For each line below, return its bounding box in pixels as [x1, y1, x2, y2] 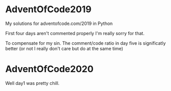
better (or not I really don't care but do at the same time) [5, 45, 124, 51]
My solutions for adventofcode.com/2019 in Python [5, 20, 113, 26]
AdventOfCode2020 [5, 64, 94, 75]
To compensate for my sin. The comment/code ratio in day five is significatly [5, 40, 166, 46]
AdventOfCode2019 [5, 4, 92, 15]
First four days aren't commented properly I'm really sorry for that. [5, 30, 145, 36]
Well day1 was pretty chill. [5, 80, 60, 86]
